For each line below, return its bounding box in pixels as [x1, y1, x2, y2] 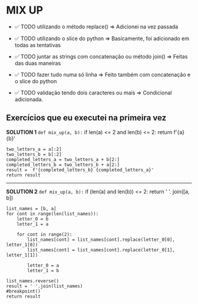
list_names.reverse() [6, 278, 60, 284]
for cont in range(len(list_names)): [6, 211, 99, 217]
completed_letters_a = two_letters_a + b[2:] [6, 156, 120, 162]
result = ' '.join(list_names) [6, 283, 83, 289]
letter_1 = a [16, 221, 49, 227]
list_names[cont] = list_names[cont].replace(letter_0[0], [27, 237, 176, 243]
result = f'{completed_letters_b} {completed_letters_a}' [6, 166, 154, 173]
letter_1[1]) [6, 252, 38, 258]
